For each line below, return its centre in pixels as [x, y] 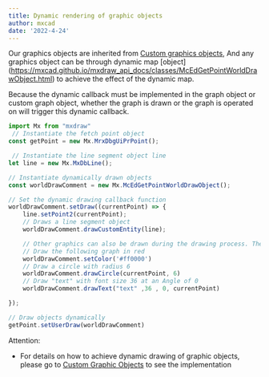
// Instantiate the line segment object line [89, 156]
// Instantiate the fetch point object [78, 134]
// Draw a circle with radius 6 [76, 266]
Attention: [24, 340]
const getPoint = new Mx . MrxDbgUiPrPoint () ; [84, 141]
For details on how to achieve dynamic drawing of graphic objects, [130, 356]
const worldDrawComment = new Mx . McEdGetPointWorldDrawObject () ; [119, 185]
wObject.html [30, 79]
